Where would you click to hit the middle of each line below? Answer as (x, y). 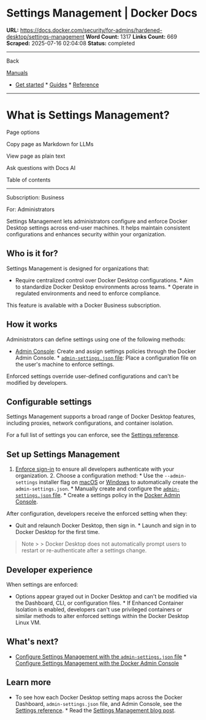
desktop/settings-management (45, 36)
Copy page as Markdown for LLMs (50, 144)
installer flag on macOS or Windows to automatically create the (118, 482)
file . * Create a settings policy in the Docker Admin (116, 495)
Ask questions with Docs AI (41, 168)
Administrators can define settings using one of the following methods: (96, 339)
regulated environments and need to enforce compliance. (88, 293)
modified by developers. (37, 382)
